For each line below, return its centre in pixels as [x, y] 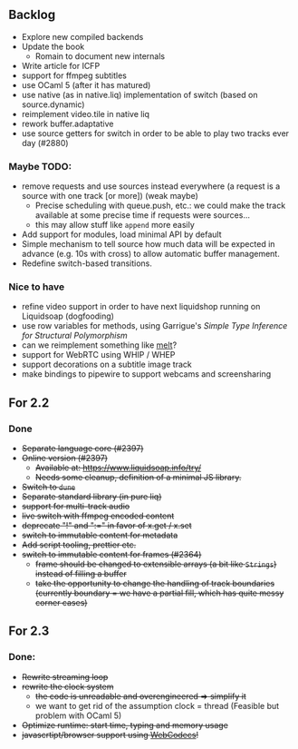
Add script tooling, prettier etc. [79, 545]
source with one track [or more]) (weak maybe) [110, 196]
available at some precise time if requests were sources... [143, 215]
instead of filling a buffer [81, 574]
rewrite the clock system [67, 686]
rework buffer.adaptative [67, 123]
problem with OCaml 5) [78, 715]
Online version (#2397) [64, 458]
